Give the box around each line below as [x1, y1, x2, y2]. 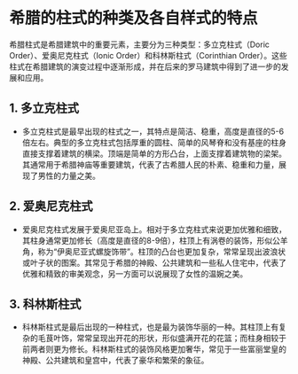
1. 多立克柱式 [9, 101, 80, 116]
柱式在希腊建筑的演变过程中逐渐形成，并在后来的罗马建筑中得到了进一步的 [9, 61, 281, 72]
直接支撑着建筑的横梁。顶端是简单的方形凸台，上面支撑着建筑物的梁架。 [21, 148, 286, 159]
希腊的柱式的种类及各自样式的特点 [9, 8, 259, 28]
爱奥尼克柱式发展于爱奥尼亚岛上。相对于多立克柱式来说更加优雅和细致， [21, 223, 286, 235]
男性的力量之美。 [37, 170, 100, 181]
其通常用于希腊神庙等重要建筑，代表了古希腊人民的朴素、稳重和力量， [21, 159, 279, 169]
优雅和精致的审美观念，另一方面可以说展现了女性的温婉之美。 [21, 268, 248, 279]
